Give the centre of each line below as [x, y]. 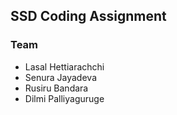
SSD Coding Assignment [88, 16]
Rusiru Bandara [56, 88]
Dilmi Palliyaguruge [64, 98]
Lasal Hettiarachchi [64, 66]
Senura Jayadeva [60, 77]
